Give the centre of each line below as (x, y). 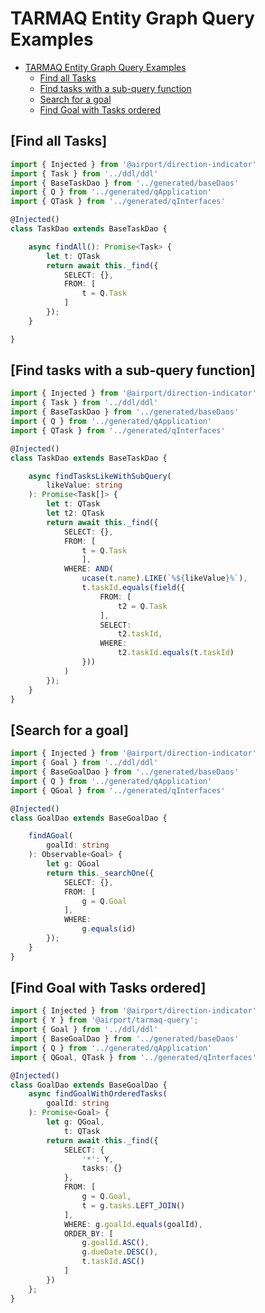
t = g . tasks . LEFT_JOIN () (133, 1205)
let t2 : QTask (75, 513)
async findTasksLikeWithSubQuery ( (100, 476)
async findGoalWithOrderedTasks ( (98, 1094)
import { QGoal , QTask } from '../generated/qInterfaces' (133, 1057)
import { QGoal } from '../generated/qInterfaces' (118, 790)
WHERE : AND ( (88, 569)
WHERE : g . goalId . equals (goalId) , (133, 1224)
